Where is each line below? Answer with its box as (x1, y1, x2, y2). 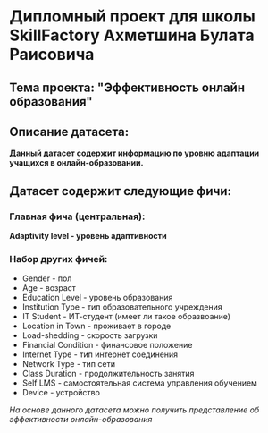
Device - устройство (21, 387, 101, 398)
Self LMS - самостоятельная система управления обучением (21, 378, 257, 388)
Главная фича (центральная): (9, 210, 146, 223)
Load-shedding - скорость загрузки (21, 330, 158, 341)
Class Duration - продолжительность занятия (21, 369, 195, 379)
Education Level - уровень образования (21, 293, 173, 303)
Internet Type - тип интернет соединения (21, 349, 179, 360)
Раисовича (9, 45, 95, 64)
